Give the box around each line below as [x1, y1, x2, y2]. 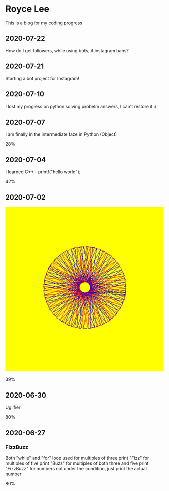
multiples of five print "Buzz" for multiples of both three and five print [5, 460, 149, 466]
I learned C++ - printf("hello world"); [5, 169, 81, 175]
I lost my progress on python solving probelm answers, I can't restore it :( [5, 104, 157, 110]
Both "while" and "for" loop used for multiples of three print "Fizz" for [5, 455, 149, 461]
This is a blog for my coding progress [5, 20, 83, 26]
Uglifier [5, 404, 21, 410]
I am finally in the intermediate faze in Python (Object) [5, 131, 117, 137]
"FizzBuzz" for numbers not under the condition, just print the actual [5, 466, 147, 472]
